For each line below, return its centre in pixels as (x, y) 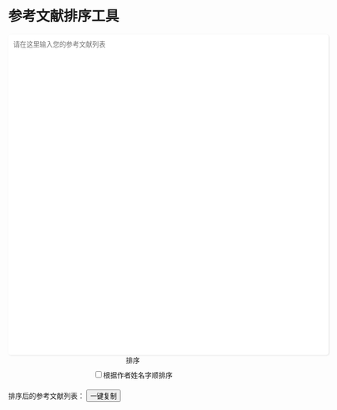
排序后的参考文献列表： (46, 396)
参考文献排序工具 (64, 16)
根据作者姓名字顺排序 (138, 375)
